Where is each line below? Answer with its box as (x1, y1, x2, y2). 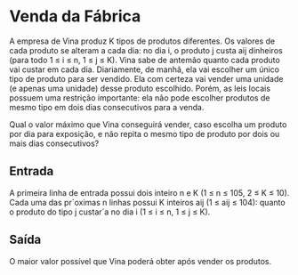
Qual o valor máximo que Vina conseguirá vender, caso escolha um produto (9, 118, 287, 130)
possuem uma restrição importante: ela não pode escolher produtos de (9, 92, 270, 103)
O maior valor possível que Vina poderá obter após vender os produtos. (9, 255, 272, 266)
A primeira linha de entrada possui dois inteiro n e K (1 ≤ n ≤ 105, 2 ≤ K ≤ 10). (9, 187, 290, 198)
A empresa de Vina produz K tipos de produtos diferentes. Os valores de (9, 36, 276, 46)
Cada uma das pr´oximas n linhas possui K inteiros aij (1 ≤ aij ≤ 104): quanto (9, 197, 286, 207)
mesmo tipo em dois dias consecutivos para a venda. (9, 101, 205, 112)
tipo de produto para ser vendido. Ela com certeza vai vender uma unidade (9, 73, 284, 84)
